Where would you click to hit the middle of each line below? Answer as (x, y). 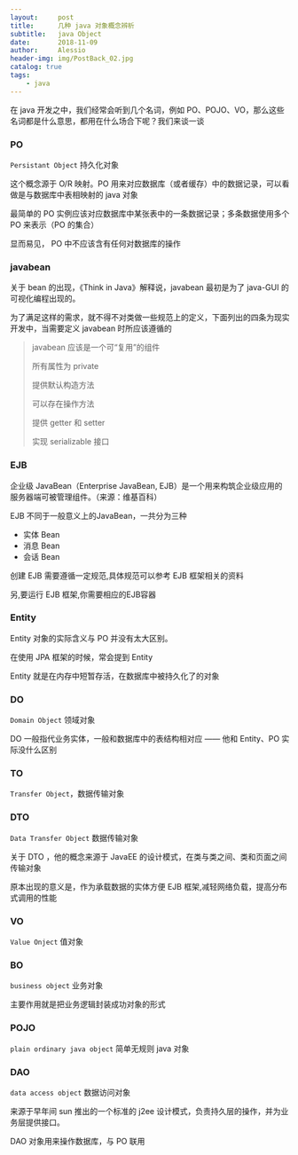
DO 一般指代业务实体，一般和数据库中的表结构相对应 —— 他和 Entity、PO (145, 739)
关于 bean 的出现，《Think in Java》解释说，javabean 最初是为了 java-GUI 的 (149, 287)
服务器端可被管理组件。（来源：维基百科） (86, 497)
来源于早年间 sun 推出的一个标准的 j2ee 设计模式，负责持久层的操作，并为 (145, 1111)
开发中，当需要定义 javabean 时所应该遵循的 (91, 328)
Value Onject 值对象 (47, 942)
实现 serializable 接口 (71, 442)
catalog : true (36, 67)
